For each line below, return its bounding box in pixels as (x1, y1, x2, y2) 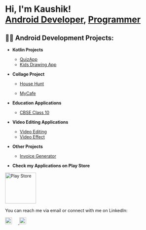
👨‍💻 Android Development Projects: (5, 34, 114, 42)
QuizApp (19, 56, 38, 62)
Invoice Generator (19, 153, 57, 159)
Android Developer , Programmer (5, 14, 141, 25)
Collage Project (12, 71, 45, 77)
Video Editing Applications (12, 119, 69, 125)
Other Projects (12, 143, 43, 149)
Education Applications (12, 100, 62, 106)
